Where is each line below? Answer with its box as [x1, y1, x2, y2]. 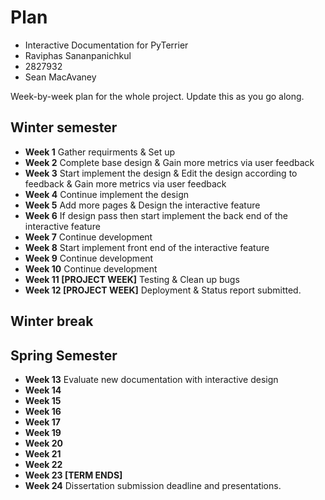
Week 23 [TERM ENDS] [24, 469, 123, 481]
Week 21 [24, 447, 62, 460]
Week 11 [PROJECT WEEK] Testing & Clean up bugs [24, 273, 240, 285]
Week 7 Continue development [24, 231, 153, 243]
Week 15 [24, 394, 62, 406]
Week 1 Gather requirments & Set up [24, 146, 176, 158]
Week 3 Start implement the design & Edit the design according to [24, 167, 298, 179]
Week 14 [24, 384, 62, 396]
